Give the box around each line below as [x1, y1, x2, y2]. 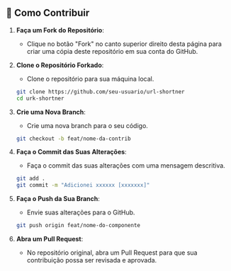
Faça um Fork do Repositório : [16, 25, 105, 34]
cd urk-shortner [16, 95, 64, 102]
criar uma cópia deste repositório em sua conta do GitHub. [26, 47, 198, 55]
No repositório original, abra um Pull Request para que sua [26, 248, 198, 257]
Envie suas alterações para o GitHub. [26, 208, 135, 217]
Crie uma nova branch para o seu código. [26, 121, 149, 129]
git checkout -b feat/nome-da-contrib [16, 135, 131, 142]
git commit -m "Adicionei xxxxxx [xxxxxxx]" [16, 182, 150, 189]
